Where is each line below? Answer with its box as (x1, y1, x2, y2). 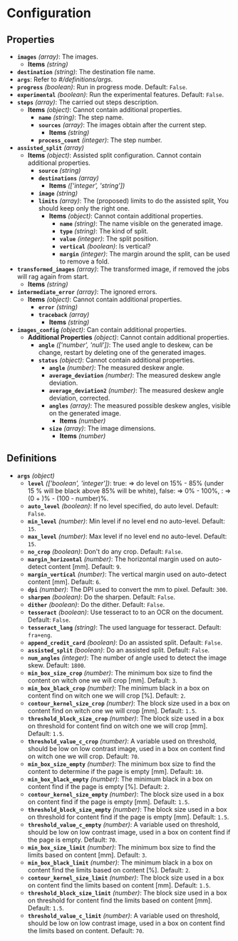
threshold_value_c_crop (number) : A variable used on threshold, (27, 737, 217, 745)
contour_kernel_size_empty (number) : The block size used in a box (27, 790, 224, 798)
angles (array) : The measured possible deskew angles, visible (48, 401, 231, 410)
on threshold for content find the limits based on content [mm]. (27, 896, 213, 905)
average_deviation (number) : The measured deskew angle (48, 371, 222, 379)
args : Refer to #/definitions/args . (16, 75, 113, 84)
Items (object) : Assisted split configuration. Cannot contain (27, 151, 202, 159)
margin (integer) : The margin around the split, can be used (59, 250, 230, 258)
